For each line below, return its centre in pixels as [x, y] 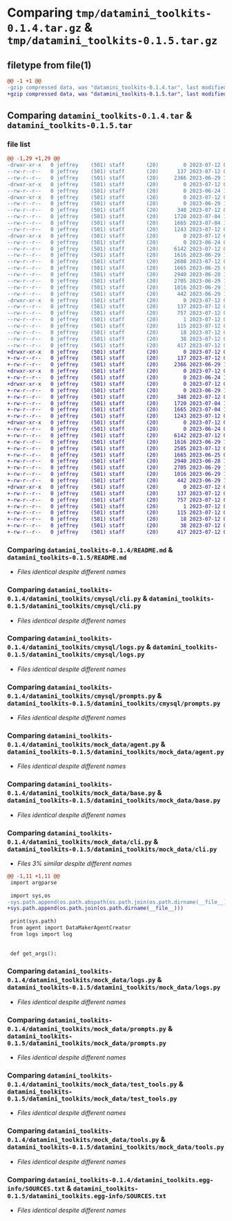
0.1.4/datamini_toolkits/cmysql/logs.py [76, 648]
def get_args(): [33, 954]
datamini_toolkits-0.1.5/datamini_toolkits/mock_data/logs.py [114, 988]
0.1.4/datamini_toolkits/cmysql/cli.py [74, 599]
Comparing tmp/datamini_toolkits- [109, 13]
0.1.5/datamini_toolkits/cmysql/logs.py [76, 655]
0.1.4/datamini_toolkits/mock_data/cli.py [79, 842]
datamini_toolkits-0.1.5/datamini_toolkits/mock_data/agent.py [116, 752]
